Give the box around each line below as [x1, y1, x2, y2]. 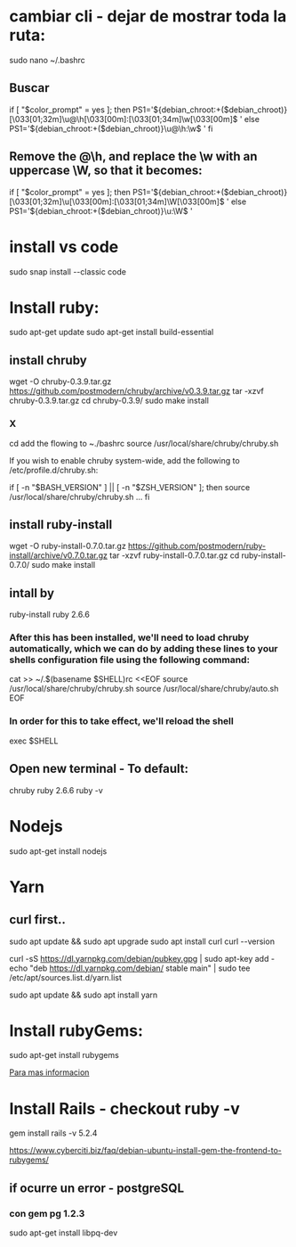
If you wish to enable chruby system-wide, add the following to [9, 455, 240, 465]
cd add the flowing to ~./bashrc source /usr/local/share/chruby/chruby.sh [9, 438, 279, 448]
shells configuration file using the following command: [9, 653, 251, 666]
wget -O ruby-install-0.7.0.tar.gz [9, 541, 126, 552]
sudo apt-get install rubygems [9, 1050, 120, 1061]
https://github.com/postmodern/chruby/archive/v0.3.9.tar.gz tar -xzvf [9, 386, 264, 397]
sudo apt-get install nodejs [9, 845, 108, 857]
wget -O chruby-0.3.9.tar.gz [9, 376, 112, 387]
